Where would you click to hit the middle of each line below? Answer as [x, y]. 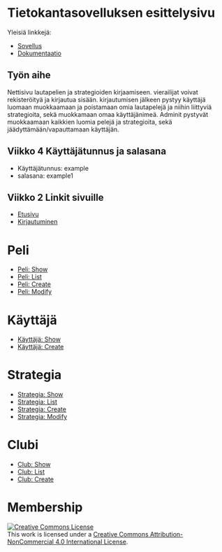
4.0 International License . [92, 542]
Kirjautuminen [37, 222]
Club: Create [36, 479]
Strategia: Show [40, 395]
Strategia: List [37, 402]
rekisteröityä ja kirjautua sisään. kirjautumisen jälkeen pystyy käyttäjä [106, 99]
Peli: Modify [35, 292]
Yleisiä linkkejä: [29, 32]
